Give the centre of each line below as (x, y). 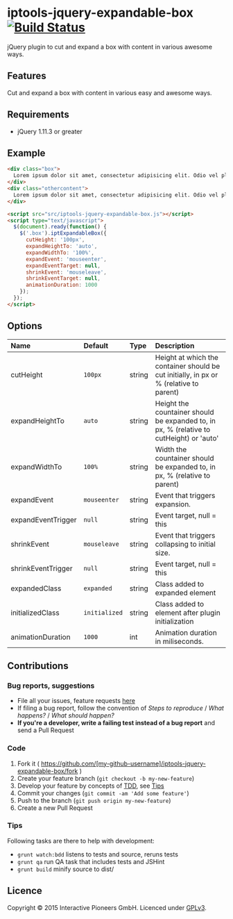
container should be (188, 366)
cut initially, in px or (187, 374)
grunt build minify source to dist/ (66, 869)
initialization (174, 621)
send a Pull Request (45, 730)
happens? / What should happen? (66, 715)
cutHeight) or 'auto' (187, 438)
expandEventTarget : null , (63, 265)
